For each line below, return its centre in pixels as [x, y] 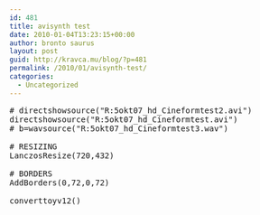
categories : [32, 77]
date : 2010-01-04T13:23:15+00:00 [72, 34]
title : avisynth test [50, 26]
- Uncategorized [48, 85]
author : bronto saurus [52, 43]
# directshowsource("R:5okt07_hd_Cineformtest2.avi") [131, 110]
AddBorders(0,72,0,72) [60, 182]
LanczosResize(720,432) [62, 155]
